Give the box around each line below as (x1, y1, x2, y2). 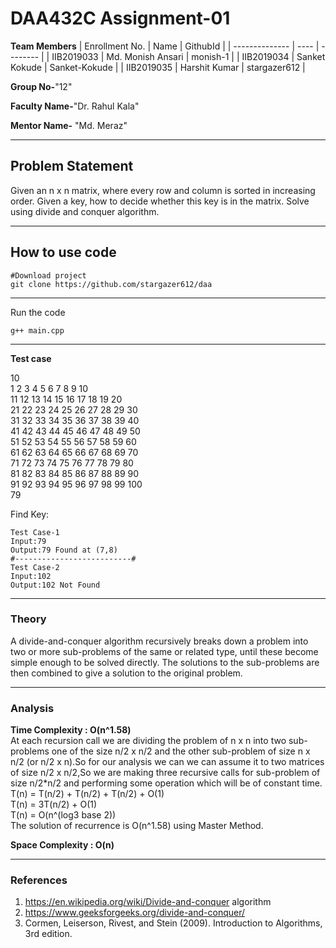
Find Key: (10, 508, 50, 520)
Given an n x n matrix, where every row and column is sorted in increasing (10, 184, 316, 196)
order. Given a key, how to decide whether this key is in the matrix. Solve (10, 195, 310, 207)
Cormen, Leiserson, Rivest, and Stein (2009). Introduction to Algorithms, (24, 917, 323, 929)
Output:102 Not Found (10, 580, 101, 590)
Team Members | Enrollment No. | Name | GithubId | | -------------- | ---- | (10, 40, 320, 52)
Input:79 (10, 536, 47, 546)
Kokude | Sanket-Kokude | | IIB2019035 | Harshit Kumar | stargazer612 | (10, 61, 306, 73)
